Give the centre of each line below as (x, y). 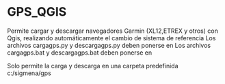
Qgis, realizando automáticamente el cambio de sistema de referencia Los (111, 38)
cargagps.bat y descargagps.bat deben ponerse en (80, 53)
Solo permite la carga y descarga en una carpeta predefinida (93, 66)
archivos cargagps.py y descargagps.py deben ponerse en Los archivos (109, 45)
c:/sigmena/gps (29, 73)
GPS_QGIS (37, 12)
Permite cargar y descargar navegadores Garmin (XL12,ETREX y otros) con (113, 31)
